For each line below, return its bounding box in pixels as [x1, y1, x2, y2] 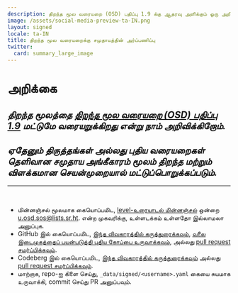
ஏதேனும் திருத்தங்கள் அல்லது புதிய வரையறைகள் [7, 144, 205, 156]
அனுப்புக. [17, 221, 45, 231]
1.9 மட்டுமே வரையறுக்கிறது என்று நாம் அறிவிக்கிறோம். [7, 120, 227, 132]
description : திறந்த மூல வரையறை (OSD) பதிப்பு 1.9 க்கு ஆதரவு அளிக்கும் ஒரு [7, 10, 219, 18]
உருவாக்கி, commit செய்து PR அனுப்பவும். [17, 277, 132, 286]
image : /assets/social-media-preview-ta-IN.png [7, 17, 151, 24]
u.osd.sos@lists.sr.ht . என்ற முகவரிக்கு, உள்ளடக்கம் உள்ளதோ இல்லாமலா [17, 214, 225, 222]
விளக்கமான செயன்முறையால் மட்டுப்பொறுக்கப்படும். [7, 166, 217, 178]
